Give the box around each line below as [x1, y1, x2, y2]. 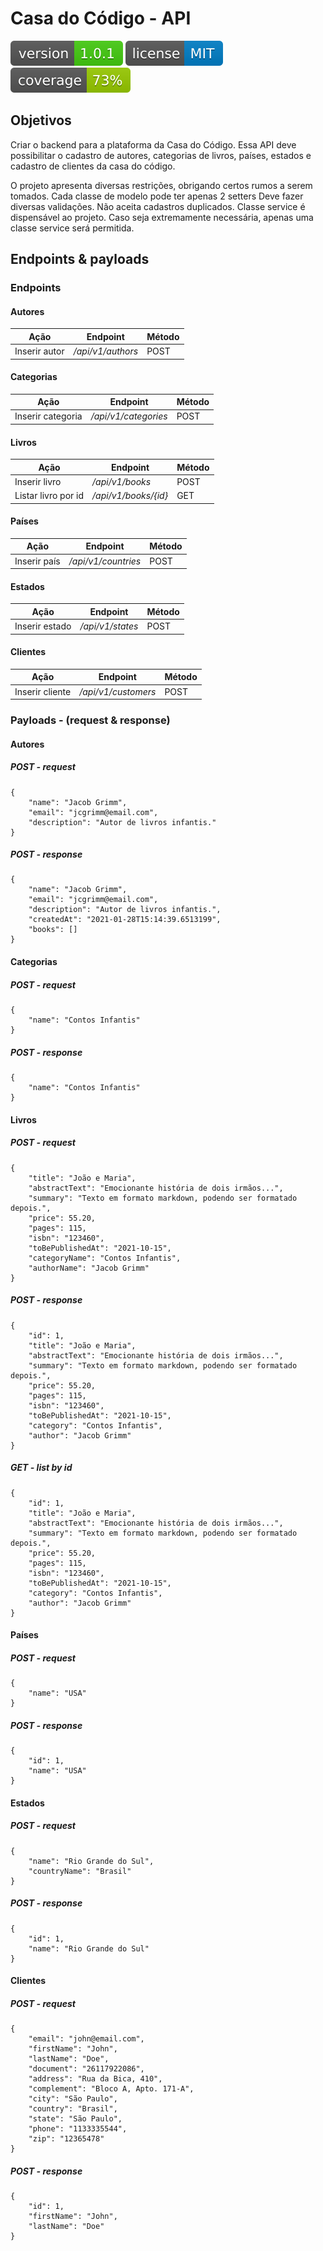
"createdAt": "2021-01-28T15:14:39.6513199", [28, 915, 222, 925]
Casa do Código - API [10, 7, 192, 30]
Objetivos [10, 112, 72, 129]
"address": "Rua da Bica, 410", [28, 2074, 163, 2084]
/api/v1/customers [79, 685, 157, 697]
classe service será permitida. [10, 222, 135, 234]
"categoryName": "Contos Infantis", [28, 1253, 182, 1263]
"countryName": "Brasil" [28, 1866, 132, 1876]
